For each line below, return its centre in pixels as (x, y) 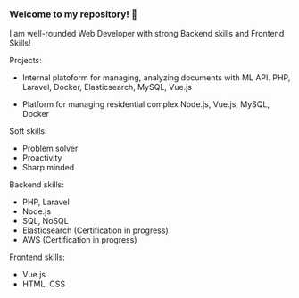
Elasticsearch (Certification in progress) (95, 230)
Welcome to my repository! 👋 (74, 14)
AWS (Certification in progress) (79, 240)
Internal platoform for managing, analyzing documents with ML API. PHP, (156, 78)
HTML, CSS (43, 284)
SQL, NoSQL (45, 221)
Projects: (25, 61)
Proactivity (42, 158)
